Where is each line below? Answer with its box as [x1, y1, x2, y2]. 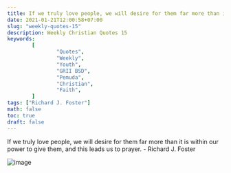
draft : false [7, 118, 45, 126]
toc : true [7, 112, 36, 119]
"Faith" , [56, 86, 81, 93]
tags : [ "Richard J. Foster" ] [7, 100, 91, 106]
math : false [7, 106, 41, 113]
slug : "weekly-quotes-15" [7, 23, 81, 30]
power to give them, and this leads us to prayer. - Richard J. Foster [7, 145, 196, 153]
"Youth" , [56, 61, 81, 68]
